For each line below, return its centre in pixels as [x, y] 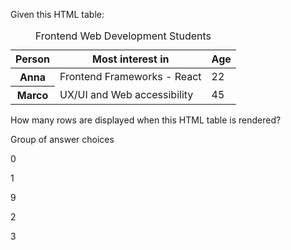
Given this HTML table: [57, 14]
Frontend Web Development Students [123, 36]
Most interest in [131, 59]
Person [33, 59]
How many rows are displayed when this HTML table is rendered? [146, 120]
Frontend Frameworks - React [130, 77]
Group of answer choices [62, 139]
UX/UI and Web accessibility [126, 94]
